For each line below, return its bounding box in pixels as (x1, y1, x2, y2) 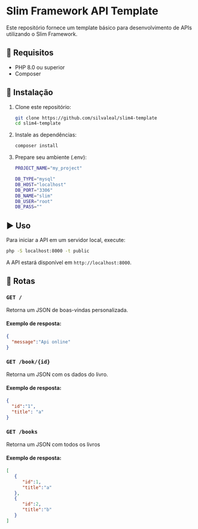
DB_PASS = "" (14, 204, 42, 210)
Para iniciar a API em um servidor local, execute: (6, 237, 126, 244)
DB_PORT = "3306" (14, 187, 53, 193)
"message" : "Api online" (11, 338, 71, 345)
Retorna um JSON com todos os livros (6, 440, 100, 448)
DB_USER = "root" (14, 198, 53, 204)
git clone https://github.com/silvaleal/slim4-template (14, 115, 157, 121)
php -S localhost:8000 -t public (6, 248, 90, 254)
